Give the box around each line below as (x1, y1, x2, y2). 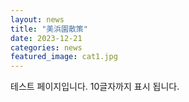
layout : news (10, 14, 65, 25)
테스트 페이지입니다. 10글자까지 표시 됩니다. (10, 81, 180, 93)
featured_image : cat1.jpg (10, 52, 118, 62)
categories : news (10, 42, 83, 53)
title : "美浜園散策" (10, 24, 88, 34)
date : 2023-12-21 (10, 33, 83, 43)
